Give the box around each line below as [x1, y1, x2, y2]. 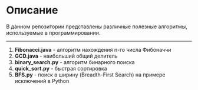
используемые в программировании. [6, 29, 101, 36]
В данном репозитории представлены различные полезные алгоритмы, [6, 23, 187, 30]
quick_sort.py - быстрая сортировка [14, 65, 107, 72]
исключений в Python [14, 77, 70, 84]
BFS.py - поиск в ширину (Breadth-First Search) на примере [14, 71, 166, 78]
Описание [6, 4, 58, 17]
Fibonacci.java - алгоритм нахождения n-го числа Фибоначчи [14, 46, 171, 53]
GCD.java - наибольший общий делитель [14, 52, 118, 59]
